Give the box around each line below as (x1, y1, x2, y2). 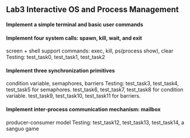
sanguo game (6, 125, 39, 132)
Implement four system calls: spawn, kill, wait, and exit (6, 34, 142, 42)
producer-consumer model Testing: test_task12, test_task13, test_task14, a (6, 119, 185, 126)
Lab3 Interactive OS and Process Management (6, 5, 179, 15)
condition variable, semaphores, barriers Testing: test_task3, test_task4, (6, 80, 179, 87)
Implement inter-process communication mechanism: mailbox (6, 105, 161, 113)
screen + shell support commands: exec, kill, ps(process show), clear (6, 47, 174, 54)
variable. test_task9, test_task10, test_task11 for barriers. (6, 92, 141, 99)
